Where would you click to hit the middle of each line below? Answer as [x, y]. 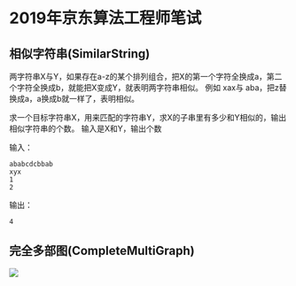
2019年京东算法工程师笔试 [105, 18]
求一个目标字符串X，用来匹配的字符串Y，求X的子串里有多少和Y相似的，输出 [148, 117]
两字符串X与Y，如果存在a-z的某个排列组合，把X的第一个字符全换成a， [138, 77]
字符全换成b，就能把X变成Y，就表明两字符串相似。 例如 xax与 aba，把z [148, 88]
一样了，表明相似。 [105, 99]
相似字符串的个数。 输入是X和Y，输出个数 [86, 128]
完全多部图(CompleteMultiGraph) [102, 251]
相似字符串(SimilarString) [80, 54]
